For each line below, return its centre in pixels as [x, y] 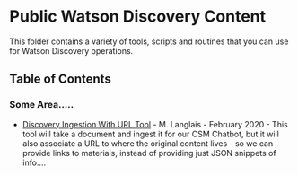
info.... [34, 162]
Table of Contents [61, 79]
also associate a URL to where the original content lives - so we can [148, 143]
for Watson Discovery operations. [71, 50]
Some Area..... [42, 105]
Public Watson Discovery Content [138, 17]
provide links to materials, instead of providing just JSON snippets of [149, 153]
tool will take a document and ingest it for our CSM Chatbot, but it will [151, 134]
